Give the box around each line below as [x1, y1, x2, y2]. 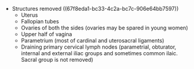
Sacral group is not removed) [20, 56, 93, 63]
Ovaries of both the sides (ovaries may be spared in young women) [20, 24, 189, 31]
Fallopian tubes [20, 18, 59, 25]
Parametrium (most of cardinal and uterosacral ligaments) [20, 37, 164, 44]
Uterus [20, 11, 38, 19]
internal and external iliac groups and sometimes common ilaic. [20, 50, 178, 56]
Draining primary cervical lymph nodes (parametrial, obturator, [20, 43, 177, 50]
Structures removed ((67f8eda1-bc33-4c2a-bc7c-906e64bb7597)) [11, 5, 179, 12]
